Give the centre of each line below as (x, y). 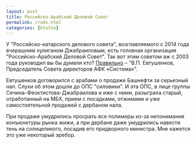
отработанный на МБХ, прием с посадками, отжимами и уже (83, 99)
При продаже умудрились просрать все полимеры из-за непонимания (95, 117)
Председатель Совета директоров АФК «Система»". (72, 69)
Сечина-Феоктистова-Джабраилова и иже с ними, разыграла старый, (94, 93)
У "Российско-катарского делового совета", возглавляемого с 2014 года (98, 44)
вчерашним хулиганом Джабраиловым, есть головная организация (91, 51)
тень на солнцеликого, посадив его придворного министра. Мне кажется (98, 129)
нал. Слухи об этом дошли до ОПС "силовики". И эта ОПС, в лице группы (98, 87)
